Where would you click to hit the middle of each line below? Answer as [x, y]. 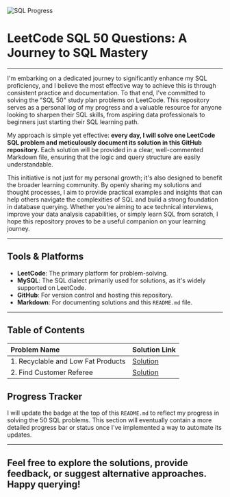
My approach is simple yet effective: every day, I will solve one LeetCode [111, 135]
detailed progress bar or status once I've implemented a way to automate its [115, 428]
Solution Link [154, 350]
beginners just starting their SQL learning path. [73, 122]
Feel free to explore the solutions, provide [98, 463]
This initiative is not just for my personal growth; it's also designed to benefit [115, 178]
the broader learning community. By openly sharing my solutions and [104, 184]
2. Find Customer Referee [52, 372]
